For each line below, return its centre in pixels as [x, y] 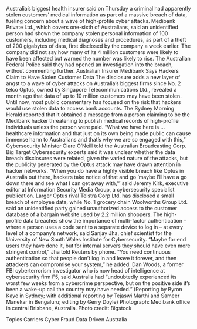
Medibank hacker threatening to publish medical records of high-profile [92, 121]
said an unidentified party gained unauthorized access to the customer [92, 208]
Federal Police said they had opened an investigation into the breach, [89, 65]
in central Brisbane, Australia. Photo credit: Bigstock [69, 308]
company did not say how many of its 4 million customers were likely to [92, 52]
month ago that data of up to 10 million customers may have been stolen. [94, 96]
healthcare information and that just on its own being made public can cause [98, 133]
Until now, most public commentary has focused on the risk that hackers [94, 102]
